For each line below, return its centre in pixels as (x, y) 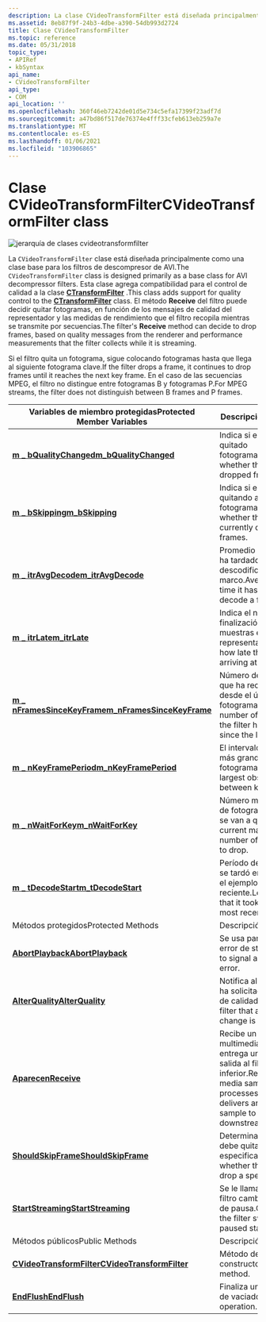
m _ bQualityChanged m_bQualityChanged (93, 455)
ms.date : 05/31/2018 (42, 45)
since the (236, 735)
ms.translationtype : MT (47, 126)
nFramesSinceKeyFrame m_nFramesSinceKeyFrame (112, 710)
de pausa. (237, 1208)
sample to (237, 1113)
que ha (232, 685)
